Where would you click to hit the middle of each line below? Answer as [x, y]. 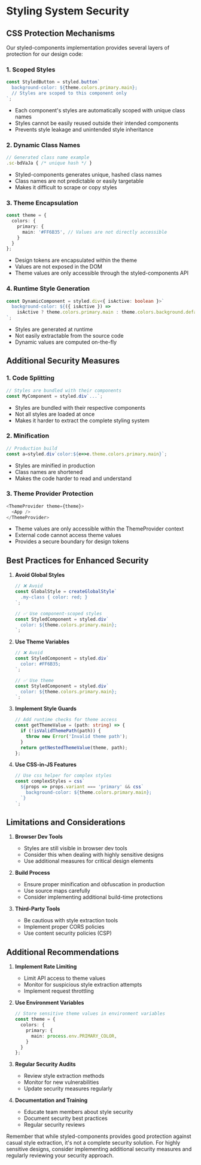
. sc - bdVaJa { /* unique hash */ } [49, 163]
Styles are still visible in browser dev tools [75, 848]
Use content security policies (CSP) [68, 933]
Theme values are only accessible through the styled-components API [102, 273]
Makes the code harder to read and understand [73, 478]
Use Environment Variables [49, 1003]
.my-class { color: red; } [54, 597]
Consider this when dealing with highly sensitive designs [94, 855]
